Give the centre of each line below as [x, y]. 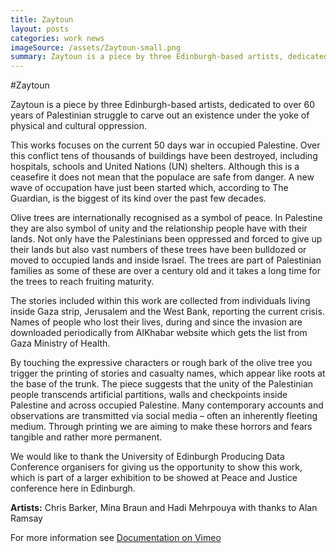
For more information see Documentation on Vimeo [116, 538]
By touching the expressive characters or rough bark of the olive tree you [161, 363]
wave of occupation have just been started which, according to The [149, 188]
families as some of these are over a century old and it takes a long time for [165, 271]
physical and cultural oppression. [79, 126]
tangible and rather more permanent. [86, 437]
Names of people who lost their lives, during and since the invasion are [156, 322]
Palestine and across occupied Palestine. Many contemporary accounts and [167, 405]
